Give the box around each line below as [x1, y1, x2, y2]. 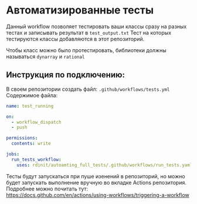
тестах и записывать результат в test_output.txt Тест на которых [6, 29, 172, 36]
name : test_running [6, 103, 54, 109]
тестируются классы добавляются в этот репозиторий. [6, 35, 145, 42]
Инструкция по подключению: [6, 70, 125, 80]
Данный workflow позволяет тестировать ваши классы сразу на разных [6, 23, 187, 30]
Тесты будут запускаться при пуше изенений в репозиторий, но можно [6, 172, 186, 179]
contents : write [11, 141, 51, 147]
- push [11, 124, 28, 131]
